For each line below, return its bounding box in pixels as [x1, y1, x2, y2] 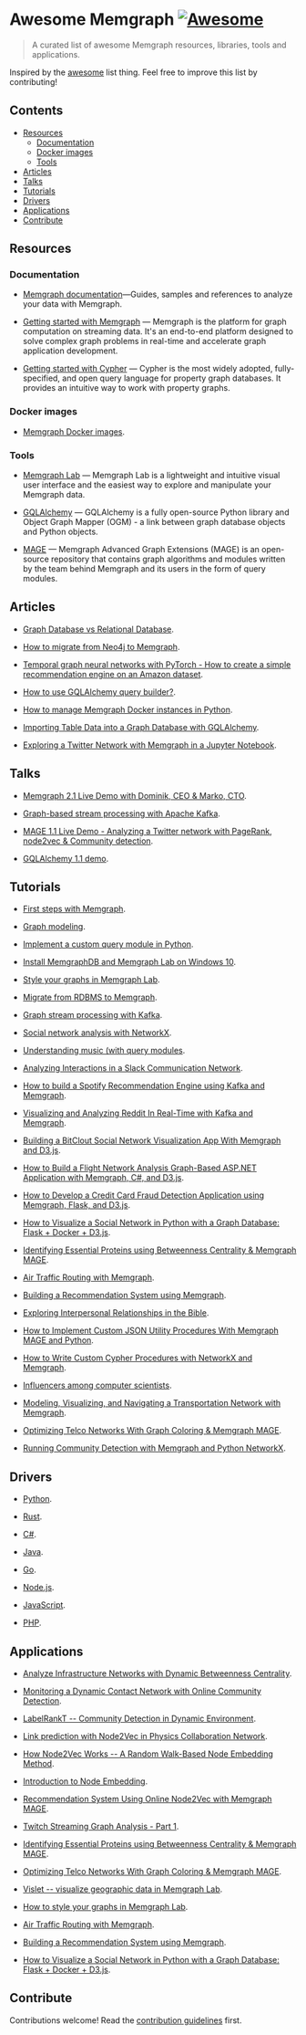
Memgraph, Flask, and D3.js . [22, 1200, 130, 1211]
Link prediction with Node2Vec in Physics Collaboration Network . [22, 1731, 269, 1742]
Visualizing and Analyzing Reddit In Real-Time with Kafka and [22, 1107, 253, 1118]
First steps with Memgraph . [22, 904, 126, 915]
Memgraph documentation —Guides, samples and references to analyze [22, 288, 293, 300]
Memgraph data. [22, 489, 86, 500]
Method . [22, 1758, 55, 1769]
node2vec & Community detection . [22, 835, 154, 846]
